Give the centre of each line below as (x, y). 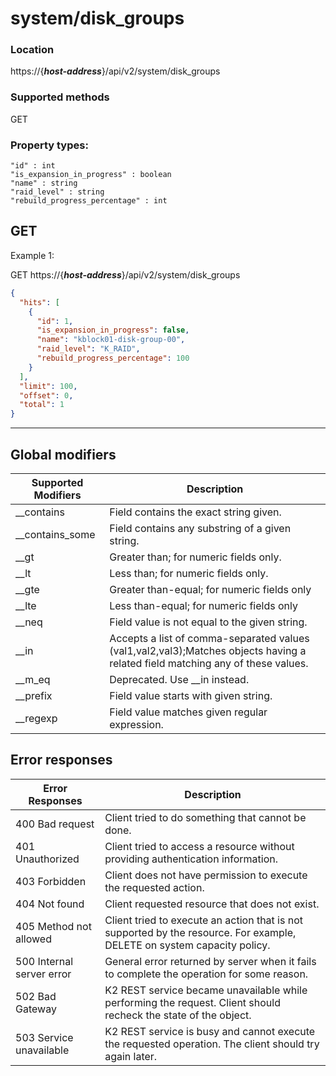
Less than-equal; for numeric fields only (203, 605)
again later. (131, 1056)
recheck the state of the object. (178, 1015)
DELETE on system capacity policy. (187, 945)
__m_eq (33, 679)
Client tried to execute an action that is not (203, 920)
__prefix (34, 695)
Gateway (36, 1009)
